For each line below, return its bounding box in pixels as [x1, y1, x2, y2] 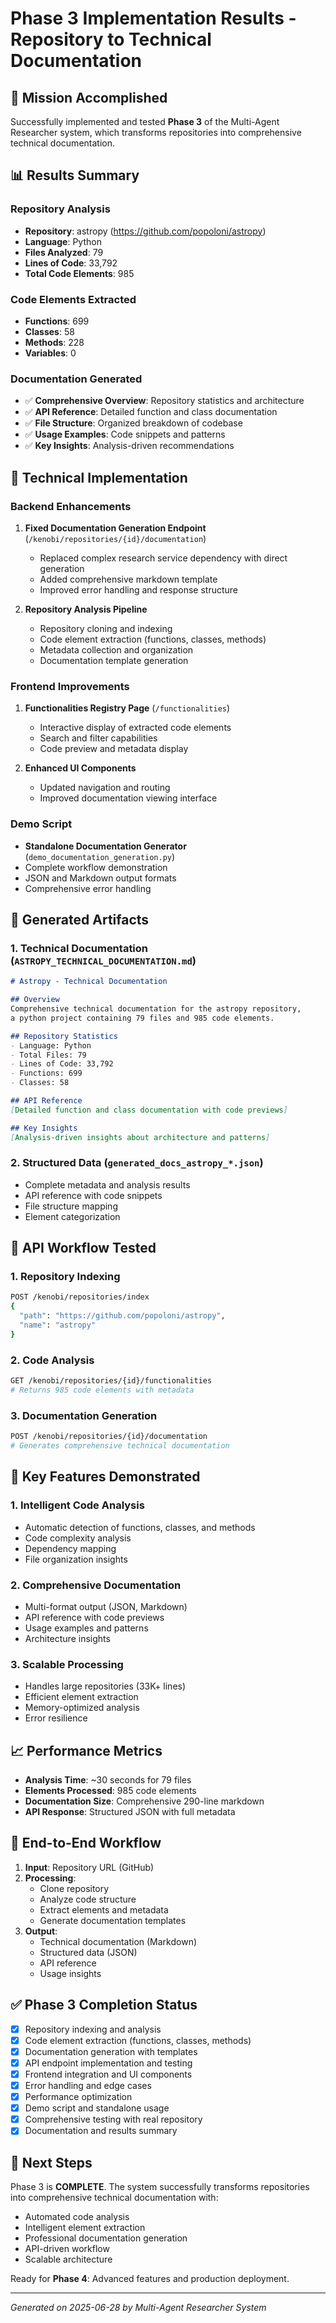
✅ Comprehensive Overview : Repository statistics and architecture [24, 395, 305, 407]
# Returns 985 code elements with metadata [10, 1385, 195, 1396]
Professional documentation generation [24, 2232, 188, 2244]
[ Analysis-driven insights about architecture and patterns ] [10, 1132, 271, 1142]
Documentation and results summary [24, 2125, 178, 2137]
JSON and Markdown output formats [24, 872, 177, 884]
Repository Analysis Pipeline [24, 603, 148, 615]
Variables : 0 [24, 347, 77, 359]
